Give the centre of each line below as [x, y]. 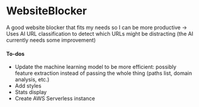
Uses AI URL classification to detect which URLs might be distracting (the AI [100, 33]
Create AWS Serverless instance [55, 99]
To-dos [16, 53]
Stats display [30, 92]
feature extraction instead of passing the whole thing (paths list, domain [103, 73]
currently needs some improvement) [51, 40]
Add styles [28, 86]
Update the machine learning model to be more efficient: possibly [96, 67]
